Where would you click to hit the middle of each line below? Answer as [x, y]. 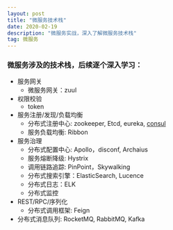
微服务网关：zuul [52, 90]
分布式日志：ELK [52, 184]
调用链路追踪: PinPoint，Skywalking [79, 167]
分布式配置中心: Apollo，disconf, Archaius [88, 149]
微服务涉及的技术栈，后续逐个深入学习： [75, 65]
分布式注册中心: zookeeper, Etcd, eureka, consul [97, 124]
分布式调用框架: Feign [59, 211]
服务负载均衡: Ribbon [58, 132]
